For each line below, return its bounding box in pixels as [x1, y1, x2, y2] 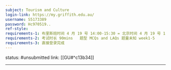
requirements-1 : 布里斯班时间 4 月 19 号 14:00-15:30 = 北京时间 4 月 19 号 [5, 31, 161, 36]
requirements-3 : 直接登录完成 [5, 41, 65, 46]
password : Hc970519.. [5, 21, 51, 27]
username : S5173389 [5, 17, 47, 22]
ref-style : [5, 26, 28, 31]
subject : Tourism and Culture [5, 7, 70, 13]
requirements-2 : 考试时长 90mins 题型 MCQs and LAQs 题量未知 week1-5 [5, 36, 155, 41]
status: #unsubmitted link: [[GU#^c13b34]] [5, 54, 94, 60]
